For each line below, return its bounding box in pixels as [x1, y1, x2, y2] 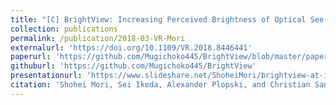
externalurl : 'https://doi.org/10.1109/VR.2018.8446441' [10, 42, 253, 53]
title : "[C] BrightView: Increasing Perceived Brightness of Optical [10, 14, 307, 25]
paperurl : [10, 52, 52, 62]
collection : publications [10, 24, 118, 34]
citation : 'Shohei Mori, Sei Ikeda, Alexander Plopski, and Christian [10, 80, 311, 90]
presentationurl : [10, 71, 83, 81]
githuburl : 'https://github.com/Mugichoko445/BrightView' [10, 61, 257, 71]
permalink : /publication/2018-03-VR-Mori [10, 33, 186, 43]
